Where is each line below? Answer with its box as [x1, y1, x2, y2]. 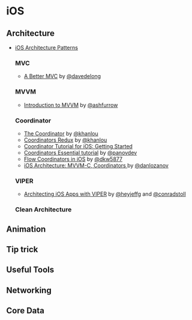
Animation [6, 224, 46, 234]
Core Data [6, 306, 45, 316]
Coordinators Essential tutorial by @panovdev [23, 149, 137, 156]
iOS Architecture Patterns [14, 44, 78, 51]
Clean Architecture [14, 205, 72, 214]
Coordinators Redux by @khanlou [23, 136, 107, 143]
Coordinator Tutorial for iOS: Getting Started [23, 142, 133, 149]
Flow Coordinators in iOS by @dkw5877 [23, 155, 123, 163]
